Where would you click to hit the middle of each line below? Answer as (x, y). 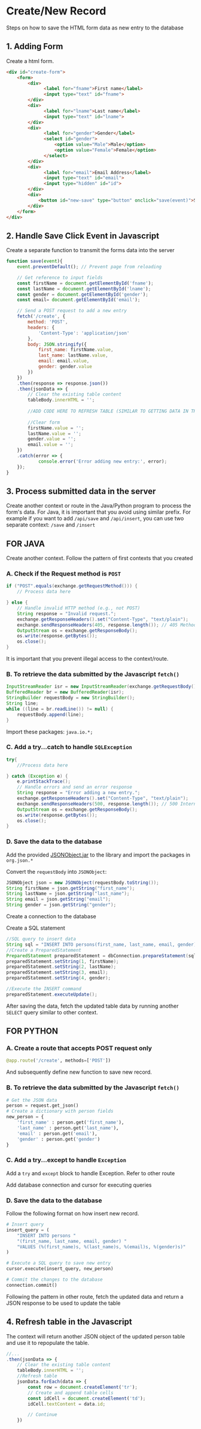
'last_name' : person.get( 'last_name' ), (68, 1128)
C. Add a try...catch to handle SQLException (69, 747)
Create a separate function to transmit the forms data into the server (90, 250)
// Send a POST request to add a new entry (72, 311)
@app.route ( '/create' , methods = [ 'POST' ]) (59, 1060)
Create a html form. (30, 61)
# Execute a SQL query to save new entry (59, 1263)
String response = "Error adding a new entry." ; (79, 793)
